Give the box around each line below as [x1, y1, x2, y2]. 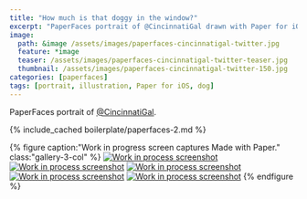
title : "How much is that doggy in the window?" [9, 13, 198, 23]
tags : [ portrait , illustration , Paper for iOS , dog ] [9, 81, 215, 90]
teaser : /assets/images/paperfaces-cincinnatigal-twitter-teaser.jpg [17, 56, 288, 65]
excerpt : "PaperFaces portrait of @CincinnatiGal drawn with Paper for [9, 22, 288, 31]
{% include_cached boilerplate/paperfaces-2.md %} [9, 124, 207, 135]
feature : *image [17, 47, 79, 57]
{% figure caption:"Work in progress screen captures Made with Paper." [9, 141, 281, 152]
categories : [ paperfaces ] [9, 73, 108, 82]
